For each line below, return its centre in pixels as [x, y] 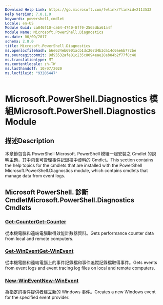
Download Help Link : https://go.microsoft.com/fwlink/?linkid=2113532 [78, 10]
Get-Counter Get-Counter [36, 222]
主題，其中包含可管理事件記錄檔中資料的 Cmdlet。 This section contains [81, 160]
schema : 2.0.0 [20, 42]
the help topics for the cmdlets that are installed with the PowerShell [74, 165]
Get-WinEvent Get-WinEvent [39, 251]
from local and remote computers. [39, 239]
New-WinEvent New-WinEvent [42, 281]
